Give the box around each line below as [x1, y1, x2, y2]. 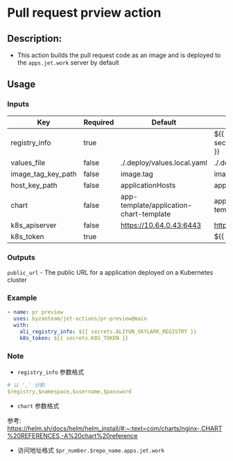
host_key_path [10, 180, 58, 190]
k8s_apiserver [10, 220, 57, 230]
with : [13, 322, 30, 329]
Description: [7, 33, 62, 45]
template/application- [120, 200, 193, 210]
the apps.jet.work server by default [17, 58, 119, 67]
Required [83, 117, 114, 127]
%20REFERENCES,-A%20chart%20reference [7, 431, 138, 439]
